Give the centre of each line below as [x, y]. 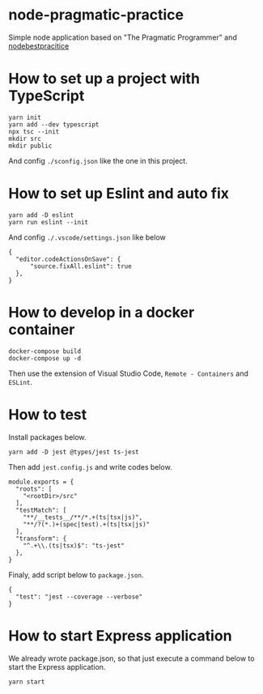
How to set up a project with [104, 79]
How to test [48, 414]
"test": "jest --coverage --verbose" [79, 597]
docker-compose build [45, 351]
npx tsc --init [34, 131]
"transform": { [41, 539]
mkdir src [25, 138]
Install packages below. [47, 437]
